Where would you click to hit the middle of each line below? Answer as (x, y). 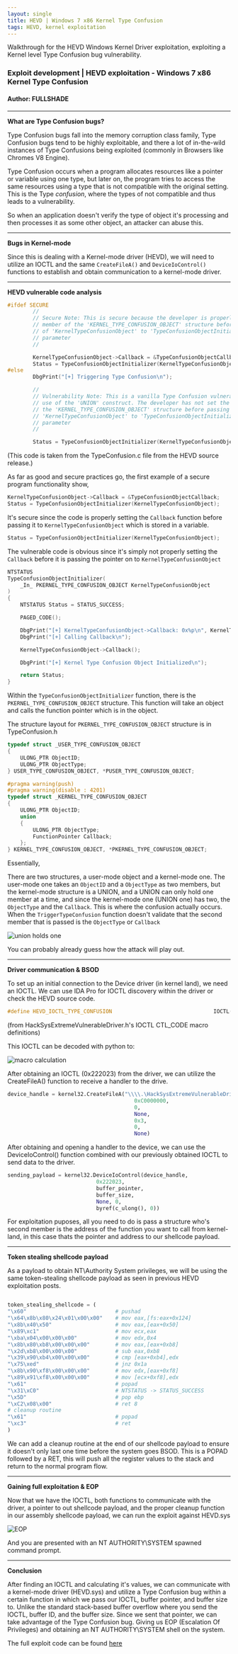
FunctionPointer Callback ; (73, 836)
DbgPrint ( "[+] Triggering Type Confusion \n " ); (103, 377)
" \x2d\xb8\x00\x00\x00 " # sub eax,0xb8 (84, 1351)
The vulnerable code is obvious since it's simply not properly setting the (113, 551)
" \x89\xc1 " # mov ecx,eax (82, 1331)
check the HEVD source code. (51, 998)
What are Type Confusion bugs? (56, 121)
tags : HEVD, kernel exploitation (57, 27)
